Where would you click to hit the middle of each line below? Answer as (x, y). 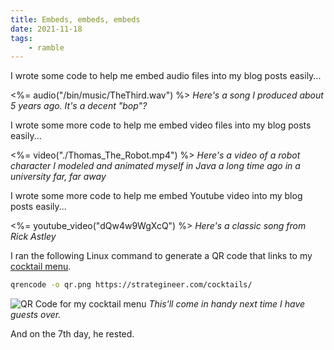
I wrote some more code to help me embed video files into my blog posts (161, 125)
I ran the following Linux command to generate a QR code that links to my (161, 256)
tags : (21, 38)
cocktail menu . (41, 267)
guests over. (36, 315)
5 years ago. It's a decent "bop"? (79, 106)
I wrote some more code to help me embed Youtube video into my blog (156, 196)
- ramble (46, 47)
